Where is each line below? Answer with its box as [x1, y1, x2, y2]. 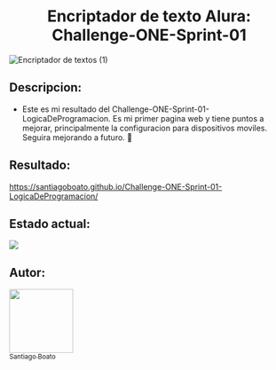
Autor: [9, 264, 46, 280]
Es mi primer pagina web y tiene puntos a [112, 113, 264, 123]
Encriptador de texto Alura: [47, 6, 251, 27]
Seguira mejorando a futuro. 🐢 [21, 131, 133, 143]
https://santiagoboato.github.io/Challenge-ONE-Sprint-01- [9, 181, 223, 192]
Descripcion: [9, 80, 83, 95]
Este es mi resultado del [21, 104, 111, 114]
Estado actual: [9, 216, 91, 232]
